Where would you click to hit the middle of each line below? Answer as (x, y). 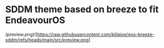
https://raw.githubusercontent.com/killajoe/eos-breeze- (96, 34)
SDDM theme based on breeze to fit (82, 9)
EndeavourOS (35, 20)
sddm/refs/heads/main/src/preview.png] (48, 40)
